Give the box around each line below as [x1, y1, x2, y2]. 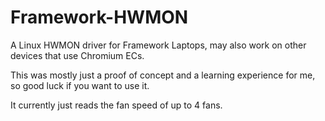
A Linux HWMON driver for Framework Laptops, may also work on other [10, 39, 307, 51]
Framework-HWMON [10, 6, 189, 29]
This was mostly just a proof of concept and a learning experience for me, [10, 69, 316, 81]
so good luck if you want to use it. [10, 79, 150, 91]
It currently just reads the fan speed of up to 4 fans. [10, 99, 223, 111]
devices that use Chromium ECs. [10, 49, 145, 61]
